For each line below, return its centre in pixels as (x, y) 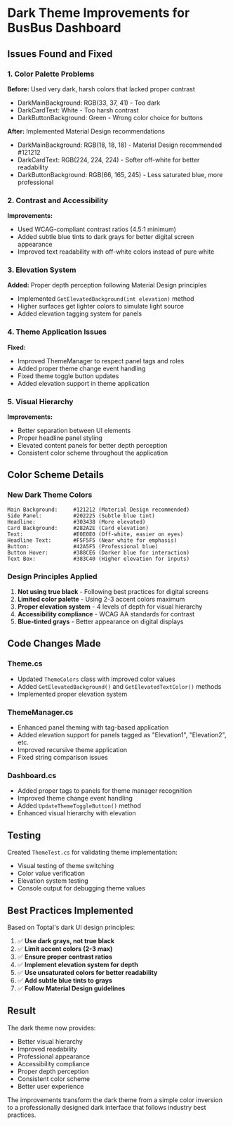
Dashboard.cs (32, 775)
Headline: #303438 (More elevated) (76, 522)
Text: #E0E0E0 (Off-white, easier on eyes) (95, 534)
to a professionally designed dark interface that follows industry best (107, 1107)
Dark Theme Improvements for (99, 13)
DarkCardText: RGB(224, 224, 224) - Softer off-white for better (108, 160)
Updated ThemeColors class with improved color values (96, 679)
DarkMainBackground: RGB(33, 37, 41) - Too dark (89, 103)
